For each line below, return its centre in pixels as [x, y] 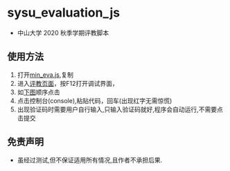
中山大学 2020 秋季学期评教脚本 [63, 33]
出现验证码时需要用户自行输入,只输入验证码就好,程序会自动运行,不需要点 [120, 109]
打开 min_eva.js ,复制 [45, 75]
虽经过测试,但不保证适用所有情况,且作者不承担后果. [90, 160]
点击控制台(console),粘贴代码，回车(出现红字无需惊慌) [95, 100]
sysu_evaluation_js [63, 13]
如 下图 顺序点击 [38, 92]
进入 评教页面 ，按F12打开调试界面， [68, 83]
